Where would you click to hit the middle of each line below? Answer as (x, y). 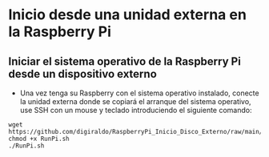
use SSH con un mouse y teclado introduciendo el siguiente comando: (136, 110)
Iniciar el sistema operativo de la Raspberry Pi (125, 61)
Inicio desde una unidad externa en (127, 15)
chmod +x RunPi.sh (39, 139)
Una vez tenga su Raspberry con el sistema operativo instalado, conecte (139, 93)
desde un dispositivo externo (83, 74)
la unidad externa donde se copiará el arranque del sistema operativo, (135, 101)
